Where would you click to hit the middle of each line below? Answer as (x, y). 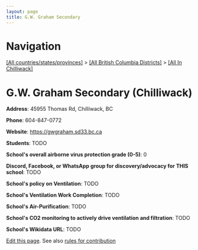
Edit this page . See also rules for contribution (61, 241)
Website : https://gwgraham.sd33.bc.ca (54, 132)
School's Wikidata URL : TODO (44, 229)
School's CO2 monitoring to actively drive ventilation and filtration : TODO (98, 218)
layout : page (22, 11)
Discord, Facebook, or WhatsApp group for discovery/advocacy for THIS (97, 166)
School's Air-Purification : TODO (46, 206)
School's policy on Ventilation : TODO (53, 184)
